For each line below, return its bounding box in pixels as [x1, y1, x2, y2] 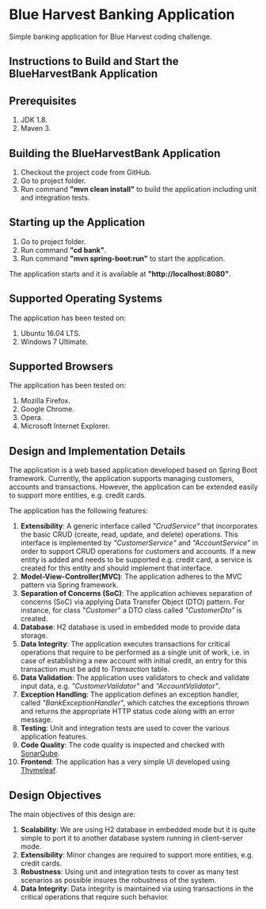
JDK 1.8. [20, 115, 48, 124]
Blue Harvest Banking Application [9, 6, 236, 24]
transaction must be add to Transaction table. [20, 664, 169, 674]
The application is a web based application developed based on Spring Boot [9, 465, 258, 475]
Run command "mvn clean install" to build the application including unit [20, 184, 256, 193]
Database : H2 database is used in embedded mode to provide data [20, 622, 241, 632]
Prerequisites [9, 94, 77, 108]
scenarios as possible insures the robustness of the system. [20, 876, 217, 885]
